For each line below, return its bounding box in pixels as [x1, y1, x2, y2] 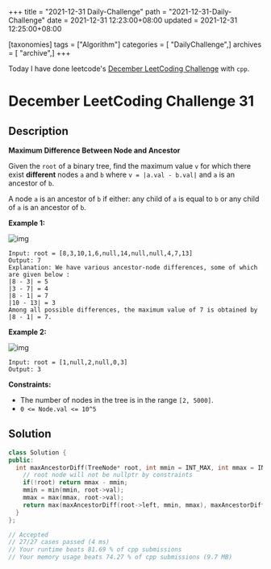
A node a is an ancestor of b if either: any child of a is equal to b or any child [8, 194, 260, 203]
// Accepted [8, 530, 48, 539]
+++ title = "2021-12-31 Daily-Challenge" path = [8, 7, 168, 16]
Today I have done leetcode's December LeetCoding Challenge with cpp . [8, 64, 250, 73]
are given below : [8, 270, 70, 278]
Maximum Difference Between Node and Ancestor [8, 145, 181, 155]
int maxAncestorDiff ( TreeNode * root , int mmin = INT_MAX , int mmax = [15, 463, 254, 471]
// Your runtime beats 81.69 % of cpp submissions [8, 546, 182, 554]
